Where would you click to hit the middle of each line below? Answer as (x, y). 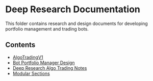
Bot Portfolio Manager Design (44, 63)
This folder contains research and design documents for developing (76, 23)
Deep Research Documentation (73, 9)
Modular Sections (31, 73)
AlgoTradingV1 (28, 57)
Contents (20, 45)
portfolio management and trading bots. (47, 29)
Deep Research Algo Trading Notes (50, 68)
